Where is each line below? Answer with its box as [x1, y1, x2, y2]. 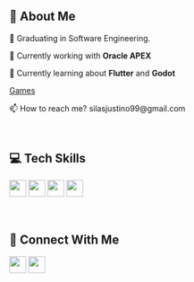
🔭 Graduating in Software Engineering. [9, 32, 151, 43]
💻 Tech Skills [9, 151, 87, 166]
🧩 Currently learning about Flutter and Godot [9, 67, 176, 78]
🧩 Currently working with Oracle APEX [9, 50, 152, 61]
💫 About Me [9, 9, 76, 24]
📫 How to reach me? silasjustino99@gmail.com [9, 102, 186, 113]
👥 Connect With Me [9, 233, 120, 248]
